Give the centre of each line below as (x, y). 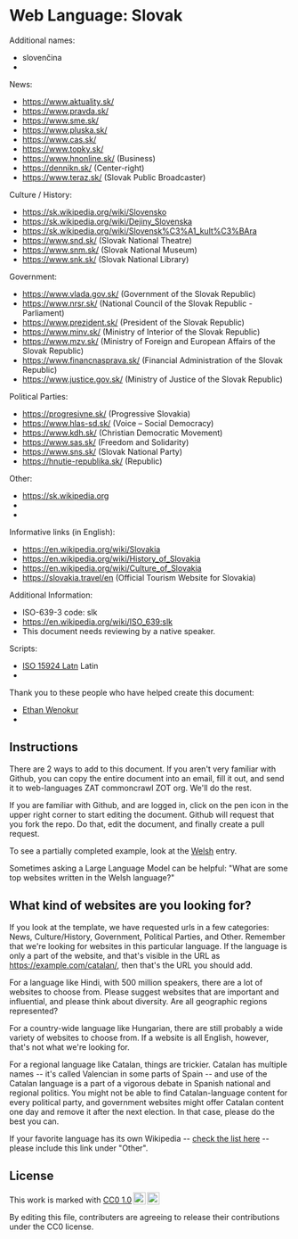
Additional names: (42, 40)
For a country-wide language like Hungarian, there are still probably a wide (146, 1028)
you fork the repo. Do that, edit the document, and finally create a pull (137, 824)
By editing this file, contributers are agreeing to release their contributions (145, 1218)
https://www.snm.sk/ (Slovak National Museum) (109, 250)
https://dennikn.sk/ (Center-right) (83, 168)
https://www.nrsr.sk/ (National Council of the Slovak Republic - (137, 303)
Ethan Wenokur (50, 709)
